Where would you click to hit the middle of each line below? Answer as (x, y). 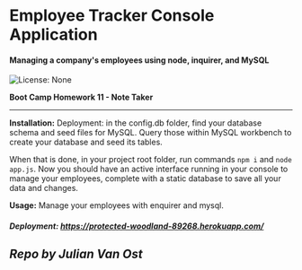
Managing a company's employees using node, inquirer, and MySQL (139, 60)
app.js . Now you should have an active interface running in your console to (149, 169)
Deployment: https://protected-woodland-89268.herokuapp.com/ (137, 226)
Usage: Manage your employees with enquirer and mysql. (117, 205)
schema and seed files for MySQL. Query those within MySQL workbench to (151, 133)
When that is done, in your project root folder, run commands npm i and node (151, 160)
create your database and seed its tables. (86, 142)
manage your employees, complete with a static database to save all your (145, 179)
